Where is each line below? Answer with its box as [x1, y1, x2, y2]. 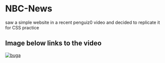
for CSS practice [5, 24, 39, 30]
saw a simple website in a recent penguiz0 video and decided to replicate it [5, 19, 161, 25]
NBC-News [5, 3, 52, 14]
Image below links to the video [5, 39, 102, 48]
